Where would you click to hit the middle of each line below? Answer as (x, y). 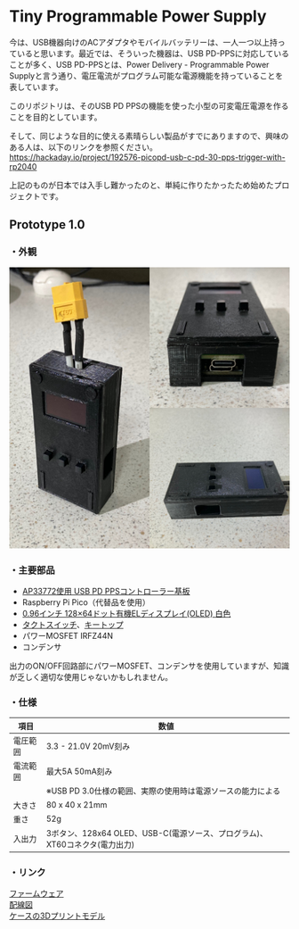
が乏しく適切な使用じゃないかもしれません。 (91, 676)
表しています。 (36, 87)
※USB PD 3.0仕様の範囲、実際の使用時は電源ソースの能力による (163, 791)
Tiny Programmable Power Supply (138, 17)
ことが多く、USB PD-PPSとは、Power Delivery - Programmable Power (139, 64)
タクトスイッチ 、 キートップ (73, 624)
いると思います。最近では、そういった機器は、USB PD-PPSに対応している (153, 53)
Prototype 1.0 (48, 225)
